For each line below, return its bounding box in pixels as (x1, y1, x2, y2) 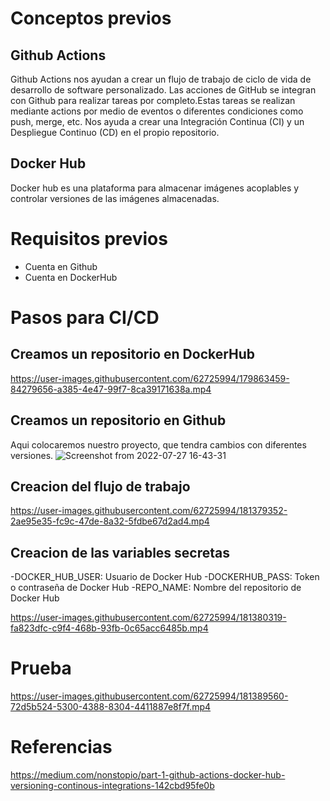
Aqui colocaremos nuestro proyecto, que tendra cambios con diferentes (10, 438, 307, 451)
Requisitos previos (10, 228, 168, 250)
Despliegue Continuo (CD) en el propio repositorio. (10, 127, 220, 138)
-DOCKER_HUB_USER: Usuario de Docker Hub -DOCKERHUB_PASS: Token (10, 571, 320, 583)
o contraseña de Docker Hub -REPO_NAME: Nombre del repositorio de (10, 582, 302, 594)
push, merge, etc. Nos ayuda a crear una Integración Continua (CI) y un (10, 116, 305, 127)
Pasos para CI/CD (10, 306, 160, 329)
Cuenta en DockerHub (24, 271, 118, 283)
